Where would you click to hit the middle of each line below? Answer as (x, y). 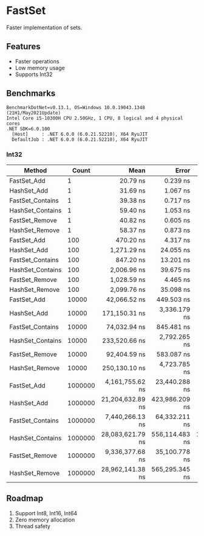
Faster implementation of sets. (44, 27)
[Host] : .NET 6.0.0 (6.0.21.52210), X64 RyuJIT (80, 134)
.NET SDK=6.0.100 (28, 129)
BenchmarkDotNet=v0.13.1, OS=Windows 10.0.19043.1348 (76, 107)
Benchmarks (31, 93)
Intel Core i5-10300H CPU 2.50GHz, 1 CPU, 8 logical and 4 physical (95, 118)
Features (23, 47)
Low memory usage (40, 68)
